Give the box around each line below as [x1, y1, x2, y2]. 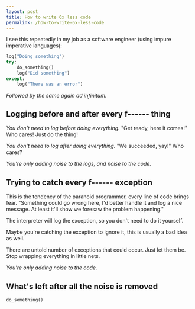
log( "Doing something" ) [6, 54, 65, 60]
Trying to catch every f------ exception [6, 177, 152, 187]
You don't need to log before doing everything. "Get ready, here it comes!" [6, 125, 188, 132]
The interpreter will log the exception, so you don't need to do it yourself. [6, 217, 184, 224]
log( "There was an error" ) [17, 81, 83, 87]
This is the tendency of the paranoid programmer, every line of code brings [6, 193, 189, 200]
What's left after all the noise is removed [6, 281, 158, 291]
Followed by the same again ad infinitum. [6, 92, 107, 99]
